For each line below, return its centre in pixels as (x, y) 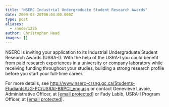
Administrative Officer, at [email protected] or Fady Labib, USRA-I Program (83, 94)
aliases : (14, 24)
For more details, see (27, 83)
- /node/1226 (23, 29)
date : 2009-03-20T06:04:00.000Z (39, 15)
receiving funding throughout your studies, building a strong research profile (85, 68)
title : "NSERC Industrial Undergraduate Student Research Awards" (76, 10)
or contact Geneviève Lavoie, (121, 88)
